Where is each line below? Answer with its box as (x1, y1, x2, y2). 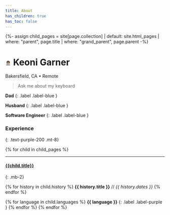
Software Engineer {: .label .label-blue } (5, 112, 89, 118)
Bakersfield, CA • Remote (5, 73, 59, 79)
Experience (5, 125, 34, 132)
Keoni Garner (13, 56, 70, 68)
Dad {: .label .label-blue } (5, 93, 58, 99)
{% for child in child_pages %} (5, 146, 69, 152)
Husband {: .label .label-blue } (5, 103, 69, 109)
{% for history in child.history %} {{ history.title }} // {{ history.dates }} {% (5, 184, 161, 190)
